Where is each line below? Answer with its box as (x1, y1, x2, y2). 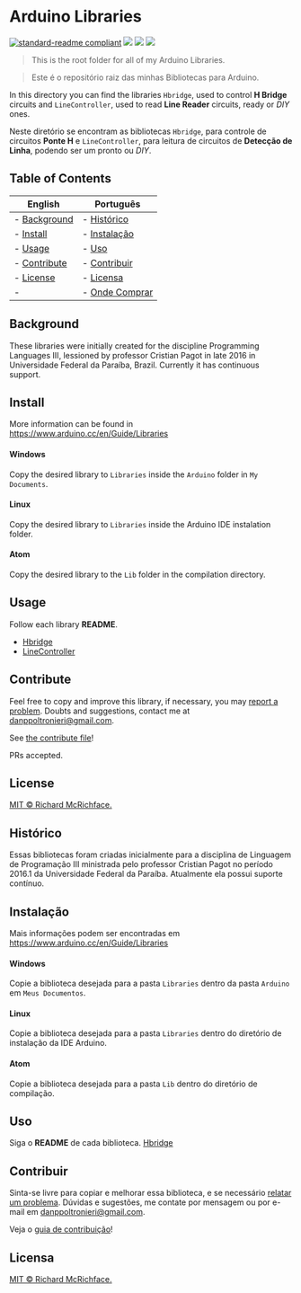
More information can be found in (9, 419, 133, 430)
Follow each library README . (9, 618, 119, 630)
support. (9, 368, 41, 379)
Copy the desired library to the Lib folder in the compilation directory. (9, 569, 267, 580)
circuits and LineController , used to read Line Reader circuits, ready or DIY (9, 99, 290, 110)
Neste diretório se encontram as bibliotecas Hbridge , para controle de (9, 126, 267, 137)
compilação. (9, 1087, 56, 1098)
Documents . (9, 478, 49, 489)
